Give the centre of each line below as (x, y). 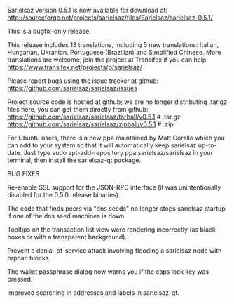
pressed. (20, 279)
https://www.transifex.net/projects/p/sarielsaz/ (75, 67)
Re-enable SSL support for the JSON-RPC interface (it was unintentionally (114, 187)
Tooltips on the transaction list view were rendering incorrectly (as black (111, 230)
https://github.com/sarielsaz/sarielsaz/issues (73, 88)
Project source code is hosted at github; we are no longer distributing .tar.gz (117, 102)
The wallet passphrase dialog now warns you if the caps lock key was (108, 272)
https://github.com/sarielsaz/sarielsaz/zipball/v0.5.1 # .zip (90, 124)
